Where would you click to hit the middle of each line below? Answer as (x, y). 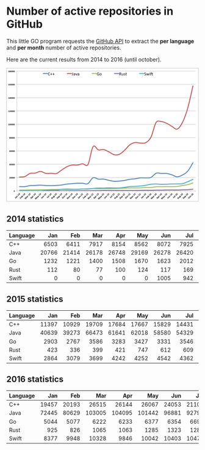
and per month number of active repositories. (64, 48)
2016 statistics (35, 379)
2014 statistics (35, 219)
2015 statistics (35, 299)
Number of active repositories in (90, 11)
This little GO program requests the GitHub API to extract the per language (100, 41)
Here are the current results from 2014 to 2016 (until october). (84, 59)
